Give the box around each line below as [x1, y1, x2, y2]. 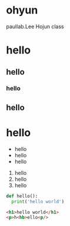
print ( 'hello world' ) [11, 198, 65, 204]
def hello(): [6, 193, 38, 199]
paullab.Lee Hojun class [6, 23, 64, 30]
